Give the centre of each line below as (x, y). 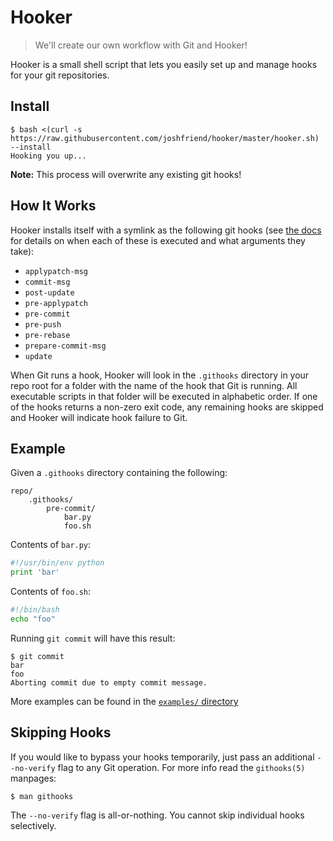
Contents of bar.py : (51, 545)
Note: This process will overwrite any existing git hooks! (126, 174)
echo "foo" (33, 619)
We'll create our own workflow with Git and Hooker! (141, 45)
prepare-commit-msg (65, 346)
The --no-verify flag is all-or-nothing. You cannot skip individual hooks (157, 815)
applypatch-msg (56, 271)
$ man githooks (42, 796)
